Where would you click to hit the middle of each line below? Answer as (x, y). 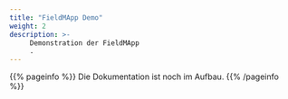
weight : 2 (28, 26)
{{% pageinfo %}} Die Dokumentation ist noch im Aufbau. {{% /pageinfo (144, 76)
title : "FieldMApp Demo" (56, 18)
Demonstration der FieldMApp (85, 43)
